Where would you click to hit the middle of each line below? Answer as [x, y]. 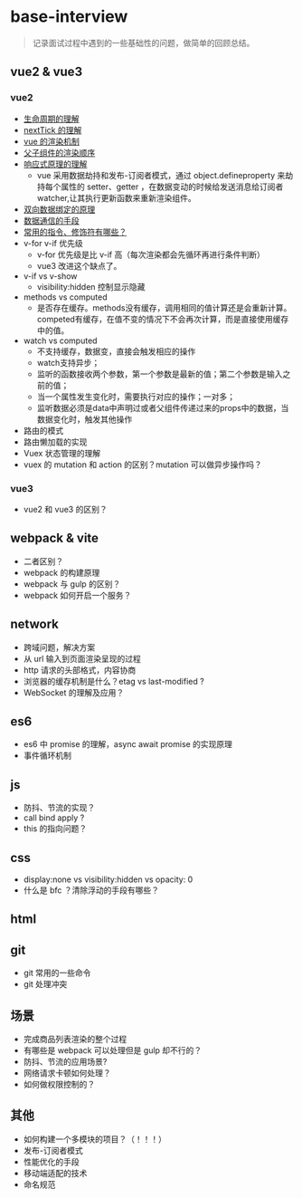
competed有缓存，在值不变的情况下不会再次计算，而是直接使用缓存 [163, 319]
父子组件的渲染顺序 [59, 152]
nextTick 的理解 [52, 129]
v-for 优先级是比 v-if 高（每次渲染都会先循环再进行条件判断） [151, 254]
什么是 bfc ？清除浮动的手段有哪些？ [91, 890]
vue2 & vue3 [47, 72]
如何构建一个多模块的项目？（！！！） [94, 1139]
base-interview [69, 17]
